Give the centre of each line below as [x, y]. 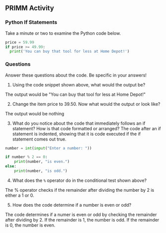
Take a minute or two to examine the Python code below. [63, 33]
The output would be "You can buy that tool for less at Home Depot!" [76, 94]
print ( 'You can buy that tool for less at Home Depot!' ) [70, 52]
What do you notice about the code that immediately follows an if [79, 123]
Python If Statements [31, 22]
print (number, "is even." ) [42, 162]
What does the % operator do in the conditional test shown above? [80, 180]
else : [11, 166]
